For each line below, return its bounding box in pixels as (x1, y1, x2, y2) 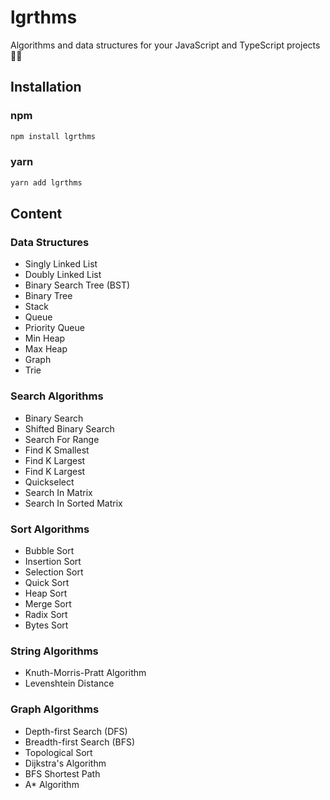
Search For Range (24, 433, 100, 445)
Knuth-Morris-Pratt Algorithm (24, 667, 147, 679)
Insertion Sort (24, 555, 82, 567)
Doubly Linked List (24, 269, 102, 281)
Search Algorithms (10, 389, 104, 403)
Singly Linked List (24, 258, 98, 270)
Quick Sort (24, 576, 70, 588)
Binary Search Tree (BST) (24, 279, 131, 291)
